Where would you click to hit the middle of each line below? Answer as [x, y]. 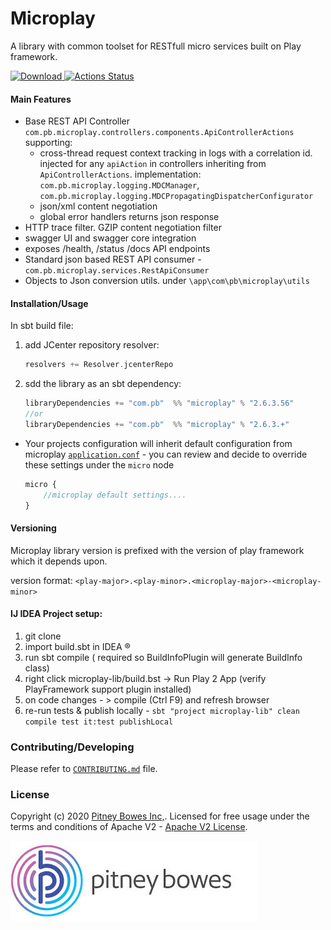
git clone [43, 636]
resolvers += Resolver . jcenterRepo [99, 365]
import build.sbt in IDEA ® [77, 646]
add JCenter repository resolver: [92, 345]
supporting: [48, 143]
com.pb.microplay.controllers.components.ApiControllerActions [159, 133]
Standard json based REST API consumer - [113, 259]
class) [37, 668]
